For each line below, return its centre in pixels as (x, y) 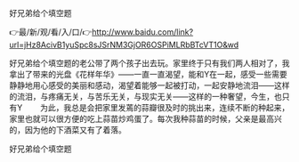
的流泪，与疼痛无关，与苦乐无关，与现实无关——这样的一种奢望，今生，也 (145, 97)
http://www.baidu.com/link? (143, 32)
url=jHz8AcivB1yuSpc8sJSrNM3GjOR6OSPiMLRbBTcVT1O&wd (124, 45)
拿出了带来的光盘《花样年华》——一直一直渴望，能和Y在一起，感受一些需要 (148, 74)
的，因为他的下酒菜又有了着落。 (68, 130)
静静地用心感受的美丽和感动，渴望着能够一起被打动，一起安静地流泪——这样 (149, 85)
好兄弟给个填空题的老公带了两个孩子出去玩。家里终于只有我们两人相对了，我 (149, 63)
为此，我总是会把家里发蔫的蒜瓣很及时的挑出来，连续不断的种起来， (165, 108)
